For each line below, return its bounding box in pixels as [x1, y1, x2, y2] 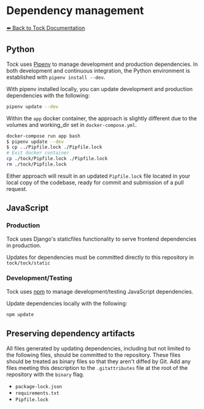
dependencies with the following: [6, 92, 90, 99]
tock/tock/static [6, 260, 51, 266]
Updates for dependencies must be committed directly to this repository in [6, 253, 194, 261]
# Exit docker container [6, 150, 70, 156]
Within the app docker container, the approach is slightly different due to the [6, 114, 197, 122]
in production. [6, 242, 42, 249]
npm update [6, 311, 34, 317]
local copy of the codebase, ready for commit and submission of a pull [6, 178, 184, 186]
